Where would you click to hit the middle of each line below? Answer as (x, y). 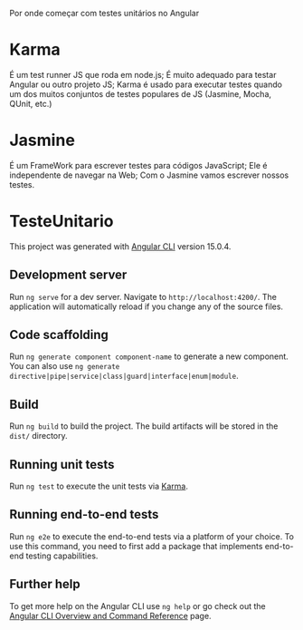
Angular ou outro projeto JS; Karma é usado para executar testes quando (146, 84)
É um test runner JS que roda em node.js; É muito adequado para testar (143, 74)
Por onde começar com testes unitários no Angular (104, 13)
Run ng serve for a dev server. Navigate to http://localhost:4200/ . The (143, 296)
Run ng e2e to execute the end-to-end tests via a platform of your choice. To (152, 536)
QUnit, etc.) (31, 103)
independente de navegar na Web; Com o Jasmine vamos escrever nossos (149, 175)
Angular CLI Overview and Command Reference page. (110, 615)
